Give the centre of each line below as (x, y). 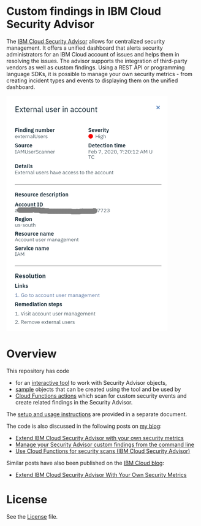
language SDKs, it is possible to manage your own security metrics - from (100, 74)
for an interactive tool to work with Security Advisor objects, (91, 382)
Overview (32, 354)
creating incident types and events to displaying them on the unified (92, 80)
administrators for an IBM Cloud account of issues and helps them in (93, 54)
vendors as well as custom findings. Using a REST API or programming (96, 67)
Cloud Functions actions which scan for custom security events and (101, 396)
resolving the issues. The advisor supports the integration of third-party (97, 61)
